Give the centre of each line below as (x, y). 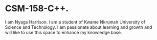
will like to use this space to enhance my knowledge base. (64, 32)
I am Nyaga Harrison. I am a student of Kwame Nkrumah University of (75, 22)
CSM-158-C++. (37, 9)
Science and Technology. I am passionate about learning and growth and (79, 27)
